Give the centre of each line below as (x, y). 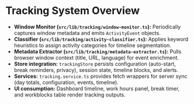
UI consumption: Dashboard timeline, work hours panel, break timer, (97, 88)
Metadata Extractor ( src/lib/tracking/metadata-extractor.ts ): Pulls (98, 51)
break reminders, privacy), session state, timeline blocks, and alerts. (96, 70)
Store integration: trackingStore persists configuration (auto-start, (95, 64)
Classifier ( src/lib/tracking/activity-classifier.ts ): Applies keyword (101, 39)
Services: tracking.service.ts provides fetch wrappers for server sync (101, 76)
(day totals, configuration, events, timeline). (66, 82)
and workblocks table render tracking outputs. (70, 95)
